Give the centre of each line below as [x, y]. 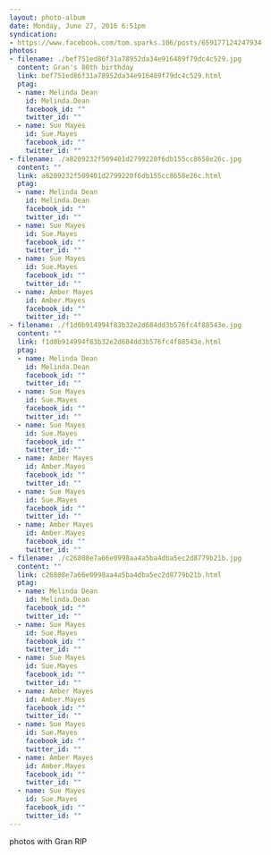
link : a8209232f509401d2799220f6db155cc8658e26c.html [119, 175]
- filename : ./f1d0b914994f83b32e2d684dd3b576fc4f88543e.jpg [126, 326]
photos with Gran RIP [48, 841]
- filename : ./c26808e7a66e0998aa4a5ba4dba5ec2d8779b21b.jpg [126, 558]
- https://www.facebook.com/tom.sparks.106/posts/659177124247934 [135, 42]
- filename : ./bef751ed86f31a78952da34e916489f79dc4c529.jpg [126, 59]
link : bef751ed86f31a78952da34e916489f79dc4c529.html [119, 76]
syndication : [34, 34]
